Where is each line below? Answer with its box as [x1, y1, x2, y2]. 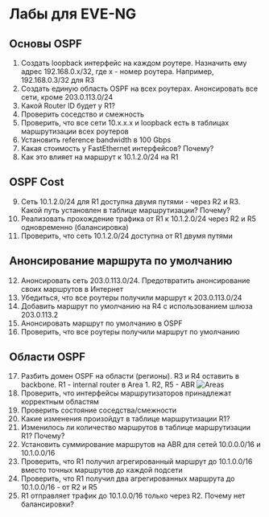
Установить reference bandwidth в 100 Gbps [20, 135, 172, 145]
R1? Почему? [20, 431, 65, 441]
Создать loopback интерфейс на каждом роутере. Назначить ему [20, 58, 247, 68]
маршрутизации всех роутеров [20, 126, 129, 136]
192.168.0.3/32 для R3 [20, 76, 95, 84]
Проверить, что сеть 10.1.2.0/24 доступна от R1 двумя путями [20, 231, 233, 240]
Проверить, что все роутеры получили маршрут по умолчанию [20, 326, 240, 336]
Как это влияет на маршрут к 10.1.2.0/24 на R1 [20, 152, 179, 162]
